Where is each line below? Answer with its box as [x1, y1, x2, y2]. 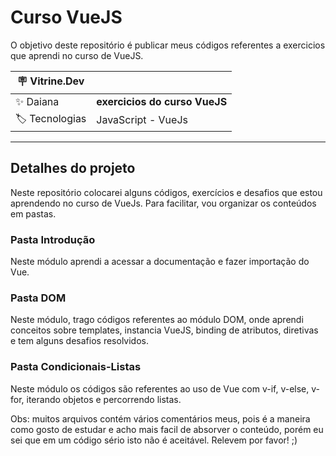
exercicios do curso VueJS [96, 94, 228, 108]
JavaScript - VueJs [96, 113, 188, 127]
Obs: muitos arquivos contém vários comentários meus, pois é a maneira [10, 412, 311, 425]
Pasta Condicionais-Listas [10, 360, 142, 374]
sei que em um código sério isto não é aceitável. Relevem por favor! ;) [10, 434, 298, 446]
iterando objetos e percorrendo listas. [26, 393, 182, 405]
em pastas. [10, 207, 57, 220]
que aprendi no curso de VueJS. [10, 49, 144, 61]
